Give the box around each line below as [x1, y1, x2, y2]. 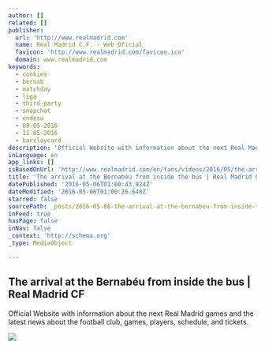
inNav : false [8, 224, 51, 233]
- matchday [15, 84, 51, 93]
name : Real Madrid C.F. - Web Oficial [15, 41, 144, 49]
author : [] [8, 11, 44, 20]
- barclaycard [15, 136, 62, 144]
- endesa [15, 114, 44, 122]
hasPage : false [8, 217, 58, 225]
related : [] [8, 19, 47, 27]
